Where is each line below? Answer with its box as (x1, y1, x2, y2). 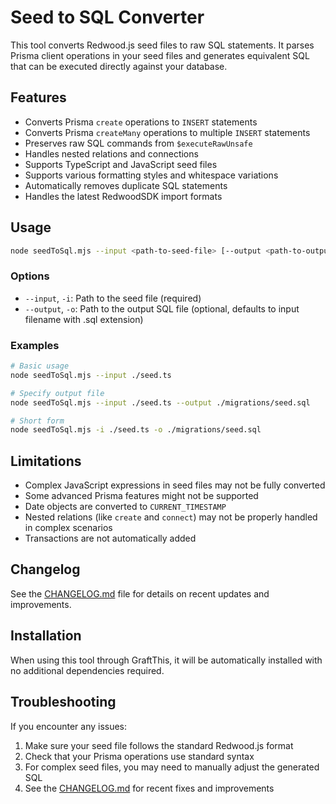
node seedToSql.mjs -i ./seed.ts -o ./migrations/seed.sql (10, 425, 262, 435)
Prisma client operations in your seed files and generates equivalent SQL (10, 49, 310, 61)
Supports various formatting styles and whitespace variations (24, 169, 279, 181)
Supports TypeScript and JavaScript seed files (24, 158, 218, 170)
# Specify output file (10, 388, 105, 398)
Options (10, 269, 50, 283)
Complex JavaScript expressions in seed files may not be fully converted (24, 479, 326, 491)
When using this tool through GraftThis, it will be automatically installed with (10, 654, 323, 666)
